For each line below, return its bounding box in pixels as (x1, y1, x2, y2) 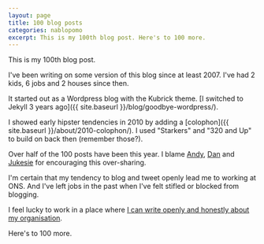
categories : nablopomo (8, 26, 83, 34)
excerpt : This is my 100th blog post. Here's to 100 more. (8, 33, 206, 42)
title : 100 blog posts (8, 19, 83, 27)
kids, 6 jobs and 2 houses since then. (8, 79, 129, 88)
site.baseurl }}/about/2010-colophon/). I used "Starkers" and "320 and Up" (8, 126, 252, 135)
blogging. (8, 190, 39, 199)
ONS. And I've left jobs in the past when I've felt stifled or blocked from (8, 182, 240, 191)
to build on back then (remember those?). (8, 135, 143, 144)
